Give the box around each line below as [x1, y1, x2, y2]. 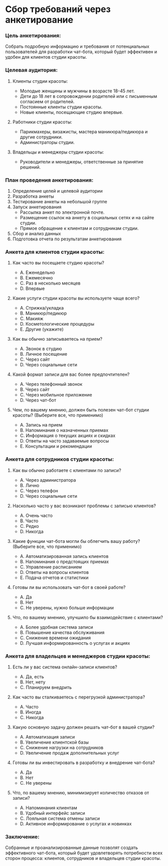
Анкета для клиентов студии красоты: [5, 248, 105, 255]
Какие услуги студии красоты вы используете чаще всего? [12, 295, 140, 302]
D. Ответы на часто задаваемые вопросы [20, 438, 109, 444]
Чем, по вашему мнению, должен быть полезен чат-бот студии [12, 407, 149, 413]
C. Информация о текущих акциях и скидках [20, 432, 116, 439]
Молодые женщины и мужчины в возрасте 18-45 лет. [20, 88, 135, 94]
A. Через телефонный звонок [20, 381, 83, 387]
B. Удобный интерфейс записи [20, 810, 85, 816]
